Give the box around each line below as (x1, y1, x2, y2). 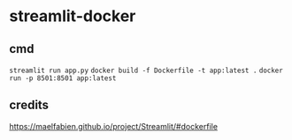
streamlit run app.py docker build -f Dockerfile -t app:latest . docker (9, 66, 283, 75)
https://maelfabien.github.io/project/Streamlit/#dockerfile (9, 121, 219, 131)
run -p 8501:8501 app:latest (9, 74, 117, 83)
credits (9, 98, 50, 113)
